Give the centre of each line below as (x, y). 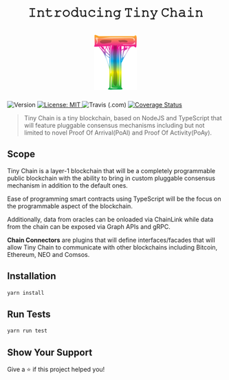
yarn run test (28, 331)
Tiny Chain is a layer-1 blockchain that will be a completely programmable (111, 170)
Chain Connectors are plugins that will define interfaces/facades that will (111, 240)
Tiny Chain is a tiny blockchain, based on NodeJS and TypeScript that (123, 118)
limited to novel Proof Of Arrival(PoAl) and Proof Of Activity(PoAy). (118, 133)
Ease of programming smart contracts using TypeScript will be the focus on (114, 199)
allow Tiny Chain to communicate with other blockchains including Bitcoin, (112, 247)
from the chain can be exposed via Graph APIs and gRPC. (89, 226)
